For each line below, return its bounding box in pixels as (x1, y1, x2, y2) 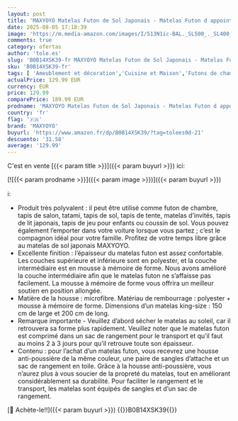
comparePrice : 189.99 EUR (7, 96, 84, 103)
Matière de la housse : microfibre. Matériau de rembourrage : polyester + (17, 294, 231, 303)
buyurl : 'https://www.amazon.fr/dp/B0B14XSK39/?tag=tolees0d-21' (7, 129, 204, 136)
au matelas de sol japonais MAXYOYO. (17, 242, 130, 250)
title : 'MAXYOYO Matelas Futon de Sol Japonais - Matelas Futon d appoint (7, 17, 233, 24)
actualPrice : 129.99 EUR (7, 76, 81, 84)
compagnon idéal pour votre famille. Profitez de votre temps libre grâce (17, 234, 227, 242)
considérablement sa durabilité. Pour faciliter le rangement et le (17, 377, 203, 386)
